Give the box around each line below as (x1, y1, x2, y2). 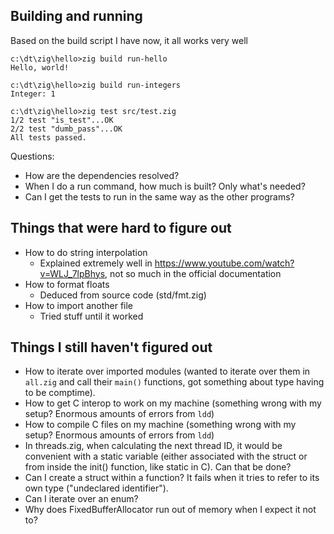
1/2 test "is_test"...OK (10, 115, 114, 125)
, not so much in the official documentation (104, 267, 282, 279)
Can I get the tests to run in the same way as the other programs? (24, 190, 295, 203)
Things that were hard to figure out (10, 220, 232, 237)
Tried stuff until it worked (39, 310, 144, 322)
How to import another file (24, 299, 134, 311)
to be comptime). (24, 387, 96, 399)
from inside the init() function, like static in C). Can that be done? (24, 461, 292, 473)
